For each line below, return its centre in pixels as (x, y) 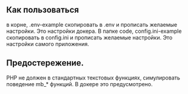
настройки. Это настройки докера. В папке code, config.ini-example (94, 31)
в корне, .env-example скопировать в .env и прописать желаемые (92, 24)
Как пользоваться (43, 10)
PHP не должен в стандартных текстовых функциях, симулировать (93, 78)
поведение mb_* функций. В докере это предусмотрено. (79, 84)
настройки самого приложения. (48, 44)
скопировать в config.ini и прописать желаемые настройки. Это (89, 37)
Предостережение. (45, 63)
